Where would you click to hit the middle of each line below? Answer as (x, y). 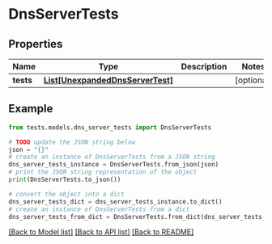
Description (204, 67)
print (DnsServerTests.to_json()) (65, 180)
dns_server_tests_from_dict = (59, 217)
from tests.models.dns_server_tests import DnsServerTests (110, 127)
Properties (36, 44)
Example (31, 109)
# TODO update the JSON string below (72, 142)
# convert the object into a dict (67, 194)
